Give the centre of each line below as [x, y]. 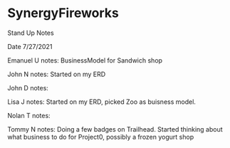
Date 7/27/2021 [30, 46]
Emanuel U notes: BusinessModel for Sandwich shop [85, 60]
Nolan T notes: [29, 115]
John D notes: [28, 88]
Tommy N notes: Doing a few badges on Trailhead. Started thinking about [115, 129]
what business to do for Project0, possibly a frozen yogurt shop [101, 137]
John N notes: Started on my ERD [57, 74]
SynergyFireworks [63, 13]
